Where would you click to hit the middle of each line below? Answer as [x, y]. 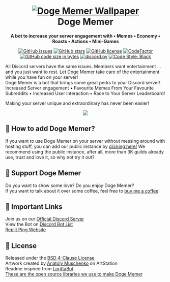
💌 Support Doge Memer [43, 173]
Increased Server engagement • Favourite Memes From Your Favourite [80, 88]
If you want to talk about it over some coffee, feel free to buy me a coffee [82, 191]
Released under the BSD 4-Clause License [50, 258]
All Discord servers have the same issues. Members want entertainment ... [83, 66]
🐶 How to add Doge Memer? [50, 129]
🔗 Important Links [34, 207]
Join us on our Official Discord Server [45, 219]
